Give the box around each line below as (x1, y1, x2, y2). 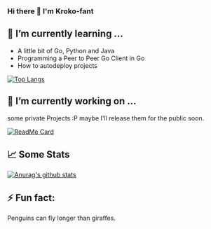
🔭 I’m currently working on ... (7, 95, 137, 107)
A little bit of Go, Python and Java (17, 46, 115, 55)
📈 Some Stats (7, 148, 70, 160)
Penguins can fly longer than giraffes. (7, 214, 116, 223)
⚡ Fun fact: (7, 192, 55, 204)
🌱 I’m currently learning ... (7, 28, 124, 40)
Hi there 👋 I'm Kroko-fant (7, 6, 94, 16)
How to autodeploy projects (17, 61, 98, 69)
